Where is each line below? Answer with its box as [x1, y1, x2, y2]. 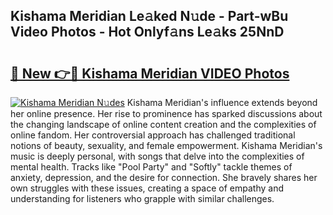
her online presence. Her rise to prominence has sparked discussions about [10, 108, 323, 119]
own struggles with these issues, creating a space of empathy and [10, 182, 284, 194]
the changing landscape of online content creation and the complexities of [10, 119, 317, 130]
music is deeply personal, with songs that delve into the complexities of [10, 150, 305, 162]
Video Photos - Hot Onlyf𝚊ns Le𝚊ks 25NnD [10, 24, 285, 41]
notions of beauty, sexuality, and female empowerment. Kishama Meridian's [10, 140, 323, 151]
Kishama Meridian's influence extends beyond [126, 97, 318, 108]
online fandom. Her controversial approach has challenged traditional [10, 129, 296, 141]
